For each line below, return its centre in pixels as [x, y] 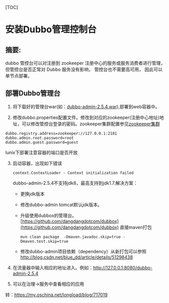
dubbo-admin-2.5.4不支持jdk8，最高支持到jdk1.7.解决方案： [75, 183]
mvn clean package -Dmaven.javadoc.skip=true [71, 237]
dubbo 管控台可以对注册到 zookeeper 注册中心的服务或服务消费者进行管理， [85, 63]
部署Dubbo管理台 [33, 93]
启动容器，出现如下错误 [37, 163]
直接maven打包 [136, 227]
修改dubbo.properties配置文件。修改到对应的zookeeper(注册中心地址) [86, 117]
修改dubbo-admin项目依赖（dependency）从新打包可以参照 [83, 251]
